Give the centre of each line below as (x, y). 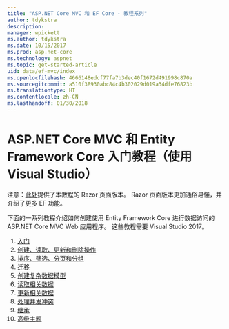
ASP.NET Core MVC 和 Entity (91, 140)
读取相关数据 (35, 284)
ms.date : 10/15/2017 (37, 46)
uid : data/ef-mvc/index (41, 71)
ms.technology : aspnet (40, 59)
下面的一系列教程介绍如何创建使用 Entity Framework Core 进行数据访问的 (111, 217)
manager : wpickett (33, 33)
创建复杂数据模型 (41, 275)
